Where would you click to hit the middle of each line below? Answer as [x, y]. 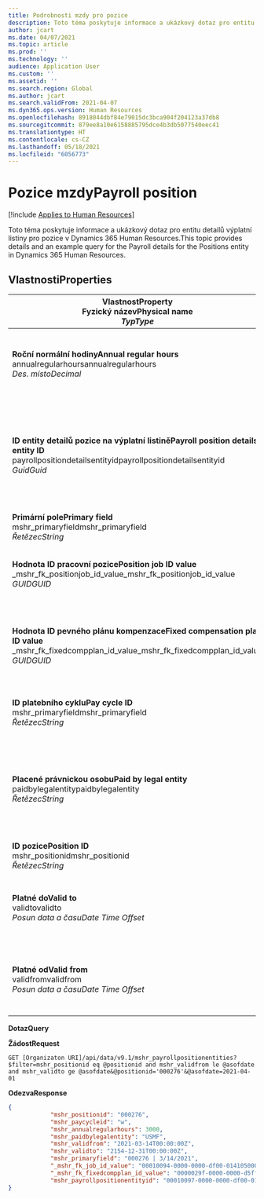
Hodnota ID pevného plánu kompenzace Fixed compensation [128, 631]
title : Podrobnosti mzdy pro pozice [68, 15]
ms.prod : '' [27, 52]
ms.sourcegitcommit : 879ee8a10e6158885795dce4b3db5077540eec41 [114, 125]
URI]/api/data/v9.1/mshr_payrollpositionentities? [152, 1058]
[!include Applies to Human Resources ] [71, 215]
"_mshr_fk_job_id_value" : [92, 1166]
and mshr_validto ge [42, 1072]
